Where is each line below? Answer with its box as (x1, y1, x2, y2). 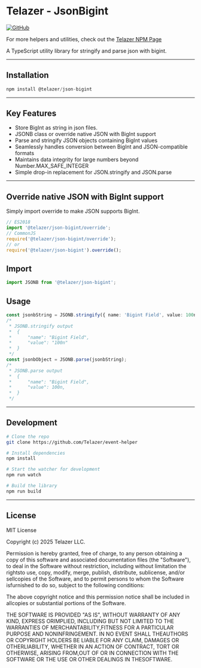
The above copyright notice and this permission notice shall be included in (6, 593, 190, 600)
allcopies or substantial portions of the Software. (6, 599, 126, 606)
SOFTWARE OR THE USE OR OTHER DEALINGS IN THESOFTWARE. (6, 655, 172, 663)
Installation (6, 70, 49, 80)
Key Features (6, 108, 57, 119)
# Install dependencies (6, 450, 66, 456)
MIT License (6, 526, 37, 534)
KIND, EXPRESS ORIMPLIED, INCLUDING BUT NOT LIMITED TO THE (6, 617, 175, 624)
